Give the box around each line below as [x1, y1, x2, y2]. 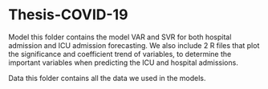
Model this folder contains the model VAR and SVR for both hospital [8, 32, 232, 42]
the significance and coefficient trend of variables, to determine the [8, 49, 232, 59]
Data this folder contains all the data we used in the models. [8, 73, 206, 83]
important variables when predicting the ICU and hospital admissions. [8, 58, 238, 67]
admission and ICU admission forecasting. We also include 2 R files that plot [8, 40, 260, 50]
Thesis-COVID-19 [8, 6, 128, 24]
